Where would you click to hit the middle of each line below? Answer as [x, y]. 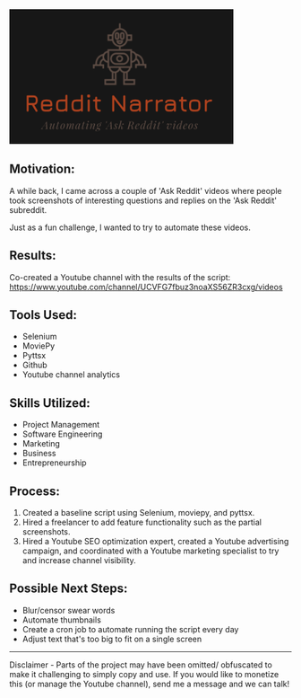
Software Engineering [62, 434]
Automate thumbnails [61, 620]
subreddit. [28, 209]
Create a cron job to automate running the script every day [130, 629]
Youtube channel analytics [71, 375]
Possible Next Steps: [69, 589]
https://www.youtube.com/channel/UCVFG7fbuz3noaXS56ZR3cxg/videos [146, 287]
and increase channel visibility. [79, 561]
